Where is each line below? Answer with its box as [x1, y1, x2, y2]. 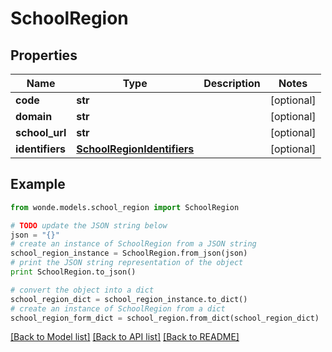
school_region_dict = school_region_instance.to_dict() [10, 294, 248, 304]
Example [10, 176, 66, 193]
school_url [15, 126, 67, 139]
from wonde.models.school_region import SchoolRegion [10, 202, 240, 212]
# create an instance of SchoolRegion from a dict [10, 303, 226, 314]
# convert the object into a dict [10, 285, 155, 295]
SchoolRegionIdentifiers [76, 142, 195, 156]
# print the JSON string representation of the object [10, 258, 244, 268]
